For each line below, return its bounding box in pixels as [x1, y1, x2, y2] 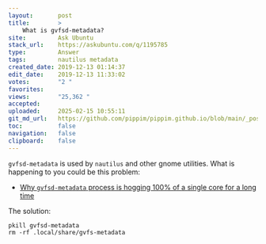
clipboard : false [8, 136, 77, 145]
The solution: [8, 206, 51, 215]
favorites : [8, 85, 44, 93]
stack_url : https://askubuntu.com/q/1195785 [8, 41, 169, 49]
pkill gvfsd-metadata [8, 221, 80, 230]
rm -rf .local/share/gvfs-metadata [8, 228, 126, 236]
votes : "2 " [8, 78, 73, 86]
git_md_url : [8, 115, 47, 123]
